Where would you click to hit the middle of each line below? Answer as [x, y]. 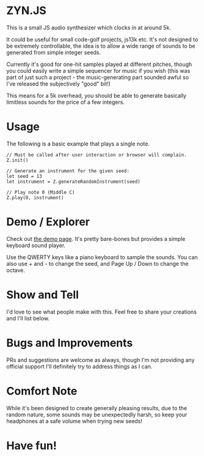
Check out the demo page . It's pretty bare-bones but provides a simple [96, 238]
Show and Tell [43, 295]
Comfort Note [42, 391]
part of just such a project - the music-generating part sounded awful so [98, 77]
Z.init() [17, 160]
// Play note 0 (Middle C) [41, 192]
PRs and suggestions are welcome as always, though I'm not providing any [100, 360]
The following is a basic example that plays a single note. [78, 144]
